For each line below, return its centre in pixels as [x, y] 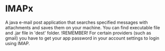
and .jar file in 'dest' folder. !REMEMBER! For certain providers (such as [78, 33]
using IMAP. [17, 43]
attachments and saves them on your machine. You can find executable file [82, 27]
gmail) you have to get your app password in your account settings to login [82, 38]
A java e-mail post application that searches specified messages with [77, 22]
